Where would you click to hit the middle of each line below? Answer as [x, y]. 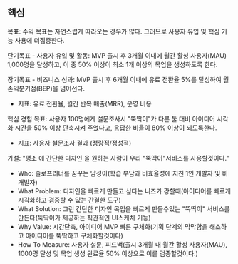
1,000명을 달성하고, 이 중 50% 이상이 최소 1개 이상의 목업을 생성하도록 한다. [113, 64]
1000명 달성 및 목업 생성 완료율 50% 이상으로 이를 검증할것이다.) [108, 253]
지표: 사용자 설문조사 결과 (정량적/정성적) [74, 143]
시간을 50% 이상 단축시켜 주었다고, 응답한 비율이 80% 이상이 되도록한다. [116, 128]
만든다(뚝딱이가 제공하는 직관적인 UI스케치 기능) [84, 218]
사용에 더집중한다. [40, 40]
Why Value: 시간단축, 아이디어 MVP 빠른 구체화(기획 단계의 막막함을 [113, 226]
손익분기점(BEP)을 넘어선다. [46, 88]
